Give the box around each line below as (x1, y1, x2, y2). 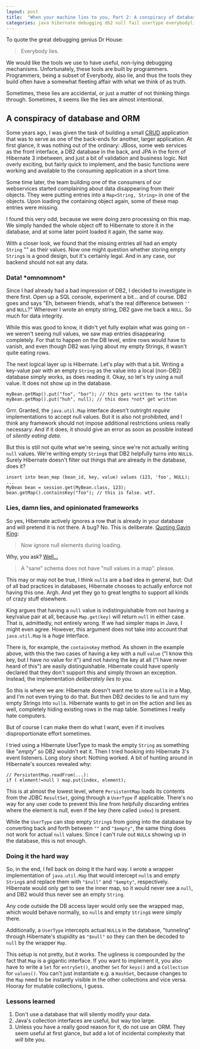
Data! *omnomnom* (6, 273, 66, 282)
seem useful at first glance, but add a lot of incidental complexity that (14, 1030, 185, 1037)
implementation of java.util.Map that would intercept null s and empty (6, 872, 180, 879)
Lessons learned (6, 997, 55, 1006)
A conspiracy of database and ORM (6, 113, 140, 123)
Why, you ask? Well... (6, 553, 58, 560)
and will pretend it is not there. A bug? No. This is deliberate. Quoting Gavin (6, 524, 190, 531)
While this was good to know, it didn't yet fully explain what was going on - (6, 324, 190, 331)
